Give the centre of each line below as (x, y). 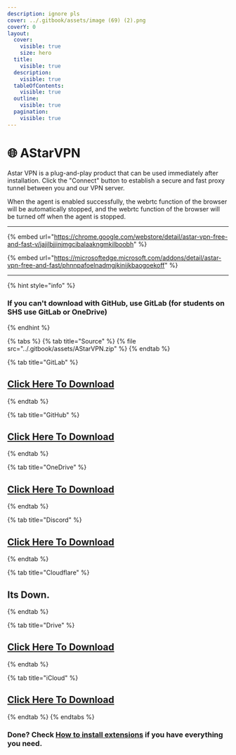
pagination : (31, 112)
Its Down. (29, 595)
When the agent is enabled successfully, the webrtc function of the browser (117, 202)
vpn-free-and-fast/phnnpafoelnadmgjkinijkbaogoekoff (86, 265)
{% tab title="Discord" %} (45, 520)
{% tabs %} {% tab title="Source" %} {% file (72, 341)
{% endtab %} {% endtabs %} (51, 716)
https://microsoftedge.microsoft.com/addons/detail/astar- (138, 258)
